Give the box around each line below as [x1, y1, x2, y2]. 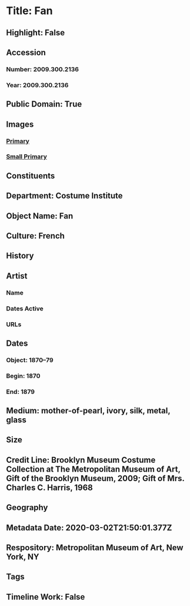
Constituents [6, 171, 55, 181]
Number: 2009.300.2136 [6, 65, 79, 73]
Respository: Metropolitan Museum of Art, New [6, 543, 184, 553]
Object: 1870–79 [6, 356, 54, 364]
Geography [6, 502, 48, 513]
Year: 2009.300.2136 [6, 81, 69, 89]
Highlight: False [6, 28, 65, 38]
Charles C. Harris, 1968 [6, 482, 93, 492]
